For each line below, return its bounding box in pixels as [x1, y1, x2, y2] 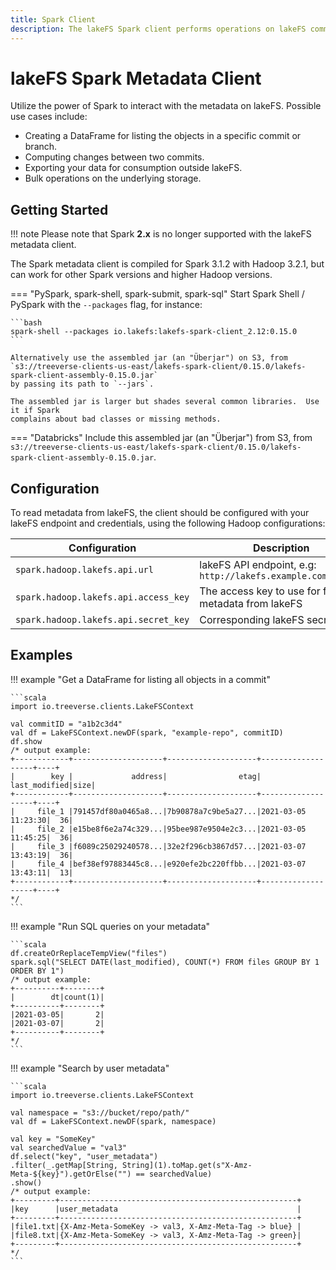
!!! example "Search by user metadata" [10, 1062, 170, 1074]
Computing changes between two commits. [24, 151, 205, 163]
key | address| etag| [50, 771, 262, 781]
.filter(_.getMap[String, [10, 1160, 118, 1170]
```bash [10, 318, 43, 328]
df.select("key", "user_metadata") [10, 1151, 159, 1161]
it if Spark [10, 406, 60, 416]
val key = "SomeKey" [10, 1134, 97, 1144]
